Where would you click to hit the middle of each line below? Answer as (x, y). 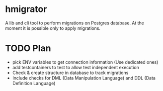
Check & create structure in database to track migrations (70, 73)
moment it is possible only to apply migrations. (53, 28)
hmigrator (26, 9)
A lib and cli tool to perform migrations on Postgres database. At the (75, 23)
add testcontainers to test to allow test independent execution (76, 67)
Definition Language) (34, 83)
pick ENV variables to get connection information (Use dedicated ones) (85, 62)
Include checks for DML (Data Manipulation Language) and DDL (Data (84, 78)
